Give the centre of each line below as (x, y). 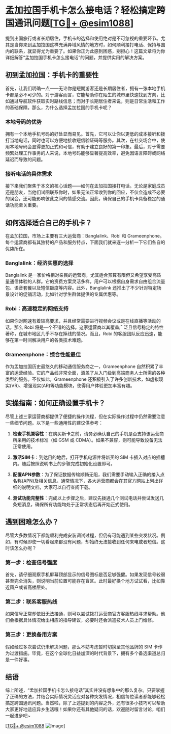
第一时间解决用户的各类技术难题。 (49, 340)
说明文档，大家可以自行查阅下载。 (57, 487)
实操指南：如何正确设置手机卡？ (55, 403)
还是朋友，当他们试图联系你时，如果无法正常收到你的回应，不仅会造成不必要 (85, 192)
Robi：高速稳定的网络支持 (37, 309)
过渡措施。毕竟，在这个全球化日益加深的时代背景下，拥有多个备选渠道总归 (87, 653)
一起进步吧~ (18, 716)
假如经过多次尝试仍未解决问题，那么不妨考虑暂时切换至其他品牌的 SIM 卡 (82, 647)
